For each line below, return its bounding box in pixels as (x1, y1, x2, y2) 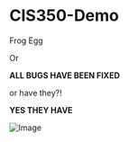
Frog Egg (9, 35, 43, 46)
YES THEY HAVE (9, 104, 73, 115)
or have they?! (9, 87, 63, 98)
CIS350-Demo (9, 5, 120, 26)
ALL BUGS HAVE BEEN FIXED (9, 69, 120, 81)
